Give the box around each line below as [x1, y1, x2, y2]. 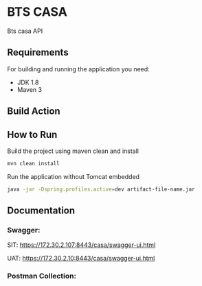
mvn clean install [7, 160, 60, 167]
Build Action [7, 106, 60, 117]
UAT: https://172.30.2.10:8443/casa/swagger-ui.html [7, 254, 155, 263]
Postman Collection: [7, 272, 77, 281]
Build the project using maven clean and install [7, 147, 139, 155]
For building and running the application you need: [7, 64, 150, 73]
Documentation [7, 205, 76, 217]
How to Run [7, 128, 58, 141]
